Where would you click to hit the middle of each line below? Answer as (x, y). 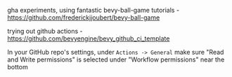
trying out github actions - (45, 31)
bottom (18, 67)
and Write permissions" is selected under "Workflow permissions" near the (116, 59)
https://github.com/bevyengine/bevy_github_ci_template (89, 38)
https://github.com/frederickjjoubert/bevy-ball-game (84, 17)
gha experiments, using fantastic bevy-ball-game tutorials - (94, 10)
